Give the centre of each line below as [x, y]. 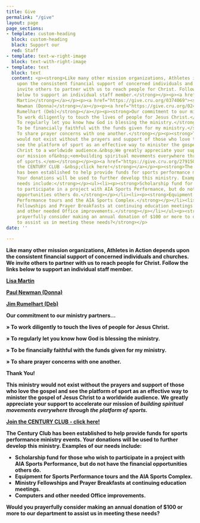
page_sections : [25, 28]
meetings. [28, 489]
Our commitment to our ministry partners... [61, 315]
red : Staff [25, 51]
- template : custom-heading [41, 34]
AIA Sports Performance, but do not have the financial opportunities [101, 463]
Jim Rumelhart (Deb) [32, 304]
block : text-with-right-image [49, 61]
